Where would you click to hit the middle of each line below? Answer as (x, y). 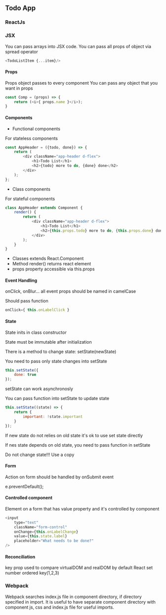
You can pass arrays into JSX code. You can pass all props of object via (78, 46)
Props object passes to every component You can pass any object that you (82, 83)
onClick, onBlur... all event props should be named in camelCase (71, 291)
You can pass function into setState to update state (57, 399)
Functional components (36, 129)
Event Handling (21, 280)
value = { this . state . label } (41, 536)
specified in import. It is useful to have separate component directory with (80, 602)
